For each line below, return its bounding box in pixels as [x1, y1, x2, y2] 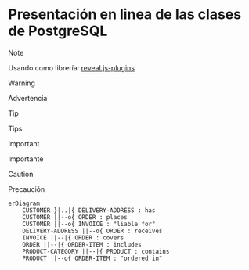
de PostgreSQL [8, 22, 108, 40]
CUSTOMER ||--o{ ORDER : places [22, 213, 128, 221]
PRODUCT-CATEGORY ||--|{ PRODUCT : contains [22, 247, 170, 255]
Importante [8, 154, 44, 164]
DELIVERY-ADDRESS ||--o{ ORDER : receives [22, 227, 163, 235]
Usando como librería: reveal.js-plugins [8, 63, 135, 72]
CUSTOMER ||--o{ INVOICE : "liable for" [22, 220, 156, 228]
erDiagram [8, 200, 41, 207]
